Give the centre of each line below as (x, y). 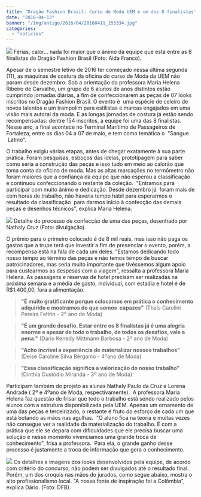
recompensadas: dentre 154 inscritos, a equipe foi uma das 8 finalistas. (94, 121)
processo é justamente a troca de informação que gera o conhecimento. (95, 450)
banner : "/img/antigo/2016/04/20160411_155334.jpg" (72, 23)
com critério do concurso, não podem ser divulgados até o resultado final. (98, 468)
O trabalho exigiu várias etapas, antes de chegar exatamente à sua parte (96, 151)
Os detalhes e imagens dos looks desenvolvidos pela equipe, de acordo (102, 462)
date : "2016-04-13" (31, 17)
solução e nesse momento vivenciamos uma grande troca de (81, 437)
